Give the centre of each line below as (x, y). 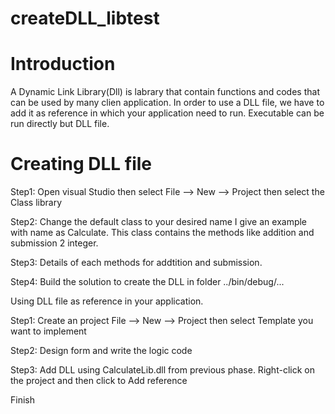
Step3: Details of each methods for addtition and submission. (136, 263)
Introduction (63, 64)
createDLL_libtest (85, 18)
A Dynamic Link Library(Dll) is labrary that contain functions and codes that (165, 92)
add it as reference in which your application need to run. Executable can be (167, 113)
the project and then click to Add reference (99, 381)
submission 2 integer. (54, 243)
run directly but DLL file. (60, 124)
